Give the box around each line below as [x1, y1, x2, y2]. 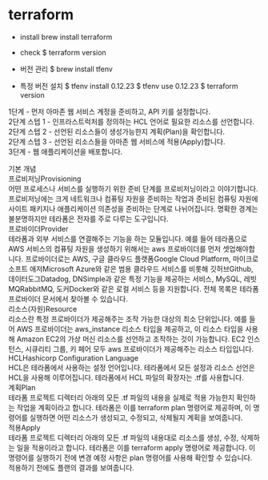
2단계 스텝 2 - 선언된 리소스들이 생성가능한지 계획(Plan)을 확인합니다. [8, 127, 226, 136]
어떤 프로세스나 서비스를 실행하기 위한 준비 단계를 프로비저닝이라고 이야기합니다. [8, 184, 258, 193]
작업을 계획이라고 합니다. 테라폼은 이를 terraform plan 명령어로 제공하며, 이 [16, 402, 252, 412]
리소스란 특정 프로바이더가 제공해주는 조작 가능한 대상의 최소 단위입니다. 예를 [8, 314, 248, 324]
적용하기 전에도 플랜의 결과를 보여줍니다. [8, 462, 134, 472]
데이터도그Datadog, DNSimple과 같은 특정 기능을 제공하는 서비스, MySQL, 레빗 [8, 274, 258, 284]
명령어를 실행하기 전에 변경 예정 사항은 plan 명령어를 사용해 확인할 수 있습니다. [8, 453, 253, 462]
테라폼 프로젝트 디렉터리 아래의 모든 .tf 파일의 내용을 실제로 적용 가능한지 [8, 393, 235, 402]
